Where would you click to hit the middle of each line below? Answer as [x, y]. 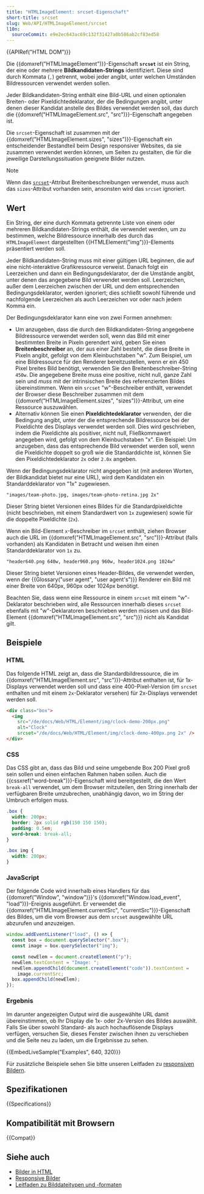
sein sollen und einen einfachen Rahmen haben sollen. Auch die [86, 774]
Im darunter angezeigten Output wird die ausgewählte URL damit [88, 1014]
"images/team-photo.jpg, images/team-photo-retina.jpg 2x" [83, 495]
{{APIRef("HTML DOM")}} [39, 52]
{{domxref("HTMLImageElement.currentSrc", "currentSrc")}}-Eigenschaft [98, 910]
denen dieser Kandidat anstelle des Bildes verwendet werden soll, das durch [102, 108]
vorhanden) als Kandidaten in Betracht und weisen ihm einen [83, 544]
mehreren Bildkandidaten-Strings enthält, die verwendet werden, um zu [96, 229]
